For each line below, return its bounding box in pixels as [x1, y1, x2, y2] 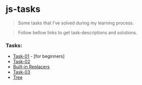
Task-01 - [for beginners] [12, 53, 65, 59]
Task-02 [12, 59, 30, 65]
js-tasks [5, 3, 40, 15]
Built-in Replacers [12, 64, 50, 70]
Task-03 [12, 69, 30, 75]
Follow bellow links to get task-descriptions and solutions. [17, 29, 137, 35]
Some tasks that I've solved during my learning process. [17, 20, 134, 26]
